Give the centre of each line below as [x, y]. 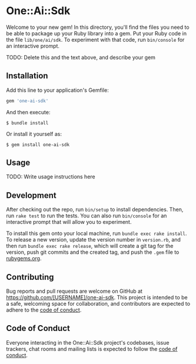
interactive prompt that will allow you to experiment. [69, 222]
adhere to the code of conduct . [44, 310]
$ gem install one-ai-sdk [38, 145]
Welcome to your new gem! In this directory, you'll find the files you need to [98, 27]
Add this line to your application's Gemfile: [57, 90]
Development [31, 195]
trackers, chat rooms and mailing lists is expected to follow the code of [92, 349]
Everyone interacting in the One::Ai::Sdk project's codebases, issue [88, 342]
